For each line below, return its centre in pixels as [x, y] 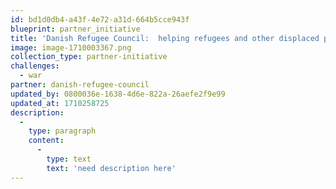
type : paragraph [62, 131]
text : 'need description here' [111, 168]
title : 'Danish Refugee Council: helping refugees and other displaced [165, 38]
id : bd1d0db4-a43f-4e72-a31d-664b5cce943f [100, 19]
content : [46, 141]
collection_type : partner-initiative [89, 57]
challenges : [35, 66]
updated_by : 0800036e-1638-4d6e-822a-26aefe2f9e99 [118, 94]
